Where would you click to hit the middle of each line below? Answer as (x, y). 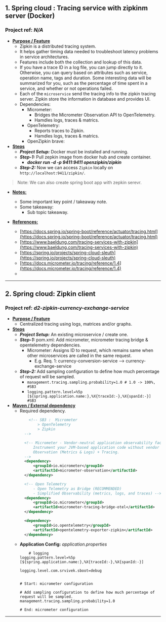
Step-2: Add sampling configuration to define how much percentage (89, 371)
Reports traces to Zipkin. (60, 131)
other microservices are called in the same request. (79, 356)
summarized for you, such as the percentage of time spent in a (83, 83)
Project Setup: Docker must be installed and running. (74, 151)
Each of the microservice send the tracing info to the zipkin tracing (88, 93)
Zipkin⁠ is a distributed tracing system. (58, 46)
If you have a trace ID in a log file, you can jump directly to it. (81, 67)
